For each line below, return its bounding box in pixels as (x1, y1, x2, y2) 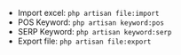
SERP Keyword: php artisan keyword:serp (17, 27, 172, 36)
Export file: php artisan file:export (17, 35, 152, 46)
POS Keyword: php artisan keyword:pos (17, 17, 164, 27)
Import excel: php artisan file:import (17, 8, 160, 18)
